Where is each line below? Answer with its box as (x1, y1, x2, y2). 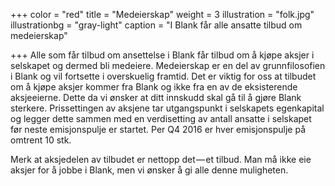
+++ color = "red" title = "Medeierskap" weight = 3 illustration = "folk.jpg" (10, 9, 315, 20)
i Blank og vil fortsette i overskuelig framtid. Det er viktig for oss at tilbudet (10, 70, 317, 82)
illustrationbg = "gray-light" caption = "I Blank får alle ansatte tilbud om (10, 19, 303, 31)
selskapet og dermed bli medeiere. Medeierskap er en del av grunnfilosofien (10, 60, 326, 71)
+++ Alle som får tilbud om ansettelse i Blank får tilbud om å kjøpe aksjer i (10, 49, 315, 61)
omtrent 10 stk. (10, 134, 72, 146)
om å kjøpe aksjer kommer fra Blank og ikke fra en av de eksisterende (10, 81, 298, 93)
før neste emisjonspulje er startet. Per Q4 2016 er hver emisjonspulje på (10, 124, 307, 135)
